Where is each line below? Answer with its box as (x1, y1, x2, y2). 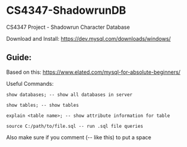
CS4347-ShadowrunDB (6, 4, 126, 17)
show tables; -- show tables (6, 102, 79, 108)
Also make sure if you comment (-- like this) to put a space (6, 133, 152, 141)
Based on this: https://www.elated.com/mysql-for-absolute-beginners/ (6, 68, 181, 76)
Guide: (6, 52, 32, 63)
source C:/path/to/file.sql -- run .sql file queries (6, 123, 144, 129)
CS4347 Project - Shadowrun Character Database (6, 23, 130, 31)
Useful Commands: (6, 80, 54, 87)
